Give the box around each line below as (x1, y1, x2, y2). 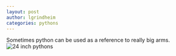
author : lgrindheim (6, 14, 56, 20)
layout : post (6, 8, 40, 15)
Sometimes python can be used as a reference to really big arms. (6, 37, 171, 44)
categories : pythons (6, 20, 59, 26)
